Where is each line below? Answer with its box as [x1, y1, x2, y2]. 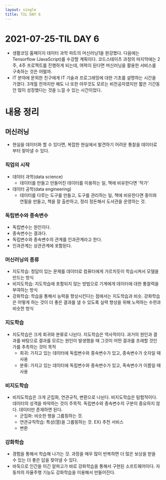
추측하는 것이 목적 [21, 343, 56, 349]
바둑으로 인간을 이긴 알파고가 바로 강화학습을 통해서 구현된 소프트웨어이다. [12, 463, 155, 469]
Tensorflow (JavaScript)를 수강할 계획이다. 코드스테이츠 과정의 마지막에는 [12, 56, 157, 62]
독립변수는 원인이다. [12, 224, 51, 230]
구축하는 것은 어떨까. [12, 69, 52, 75]
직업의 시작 [5, 161, 30, 168]
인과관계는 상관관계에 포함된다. [12, 243, 73, 249]
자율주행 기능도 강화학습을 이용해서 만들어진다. [25, 470, 116, 476]
